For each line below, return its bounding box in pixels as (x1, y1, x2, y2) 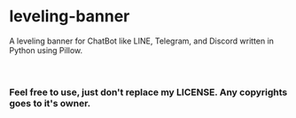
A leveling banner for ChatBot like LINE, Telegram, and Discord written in (9, 35, 275, 46)
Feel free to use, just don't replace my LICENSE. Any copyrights (9, 86, 288, 98)
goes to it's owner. (9, 97, 91, 109)
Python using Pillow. (9, 44, 83, 55)
